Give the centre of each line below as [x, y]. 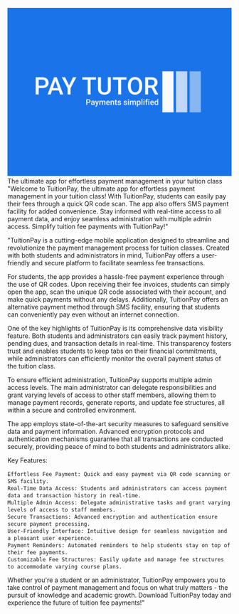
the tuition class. [31, 366]
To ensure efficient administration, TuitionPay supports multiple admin [110, 380]
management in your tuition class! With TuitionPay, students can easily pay [117, 196]
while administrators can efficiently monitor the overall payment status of [115, 359]
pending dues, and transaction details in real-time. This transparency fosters [119, 343]
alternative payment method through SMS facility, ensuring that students [114, 307]
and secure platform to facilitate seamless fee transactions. [118, 263]
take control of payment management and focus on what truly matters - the [118, 587]
